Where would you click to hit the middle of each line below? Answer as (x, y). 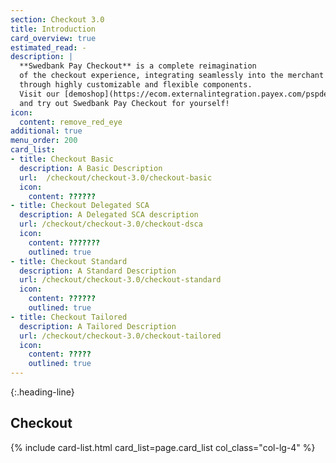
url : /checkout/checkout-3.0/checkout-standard (120, 280)
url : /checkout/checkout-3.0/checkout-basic (116, 177)
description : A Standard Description (98, 271)
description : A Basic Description (91, 168)
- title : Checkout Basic (62, 159)
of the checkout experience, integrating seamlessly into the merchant (172, 76)
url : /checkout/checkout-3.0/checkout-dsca (111, 224)
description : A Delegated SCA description (109, 215)
